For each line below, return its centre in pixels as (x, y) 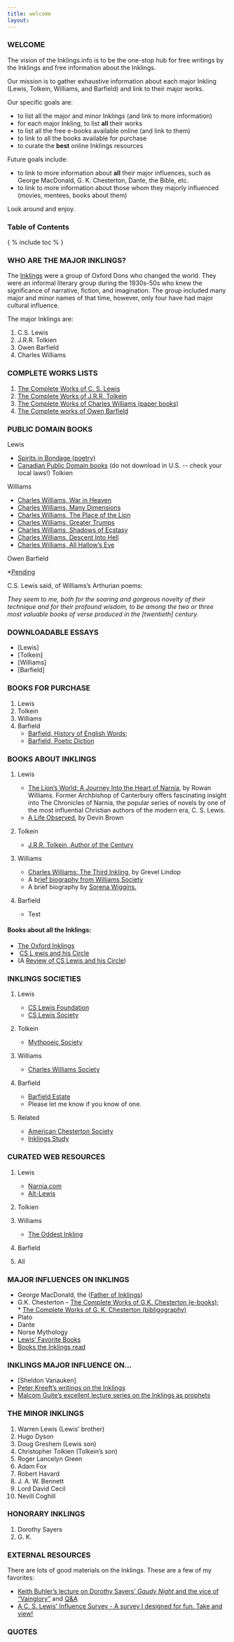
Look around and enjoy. (41, 208)
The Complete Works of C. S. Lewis (69, 388)
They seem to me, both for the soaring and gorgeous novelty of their (106, 599)
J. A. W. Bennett (41, 1481)
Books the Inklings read (51, 1347)
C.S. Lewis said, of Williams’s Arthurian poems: (75, 585)
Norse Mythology (42, 1332)
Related (28, 1118)
